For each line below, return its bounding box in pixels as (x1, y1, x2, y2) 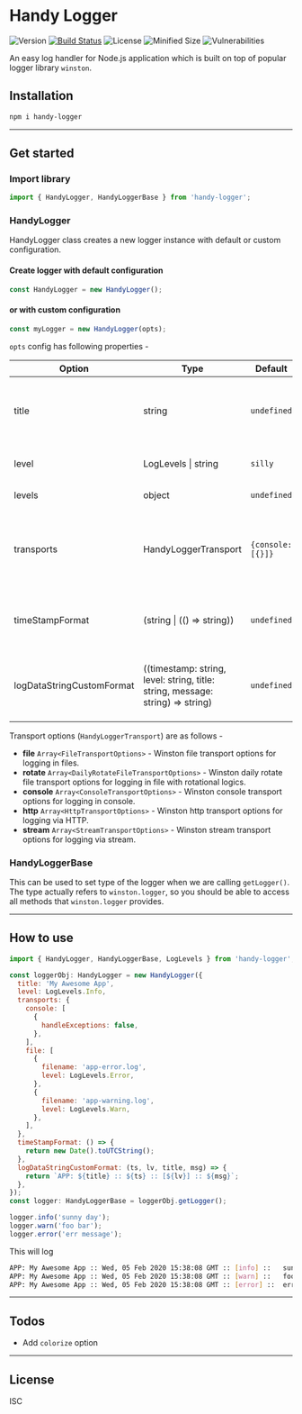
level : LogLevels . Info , (17, 987, 106, 996)
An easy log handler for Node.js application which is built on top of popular (9, 52, 287, 63)
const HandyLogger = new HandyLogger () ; (9, 285, 164, 294)
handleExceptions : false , (41, 1020, 139, 1029)
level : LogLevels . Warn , (41, 1104, 130, 1113)
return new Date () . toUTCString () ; (25, 1147, 155, 1156)
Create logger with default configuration (9, 265, 164, 276)
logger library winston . (9, 62, 93, 73)
